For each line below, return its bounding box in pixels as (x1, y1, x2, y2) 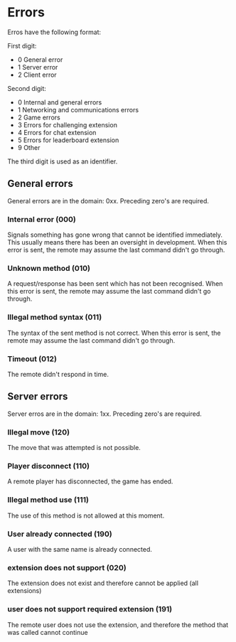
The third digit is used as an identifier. (7, 157, 118, 166)
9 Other (17, 143, 41, 151)
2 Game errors (17, 113, 60, 122)
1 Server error (17, 63, 58, 71)
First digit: (7, 41, 37, 50)
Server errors (7, 390, 68, 402)
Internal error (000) (7, 214, 76, 224)
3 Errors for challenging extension (17, 120, 117, 129)
